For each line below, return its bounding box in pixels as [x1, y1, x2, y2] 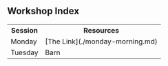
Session [10, 25, 38, 35]
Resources [83, 25, 119, 35]
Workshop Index [7, 5, 80, 17]
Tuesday [10, 48, 39, 57]
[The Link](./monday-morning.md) [44, 37, 158, 46]
